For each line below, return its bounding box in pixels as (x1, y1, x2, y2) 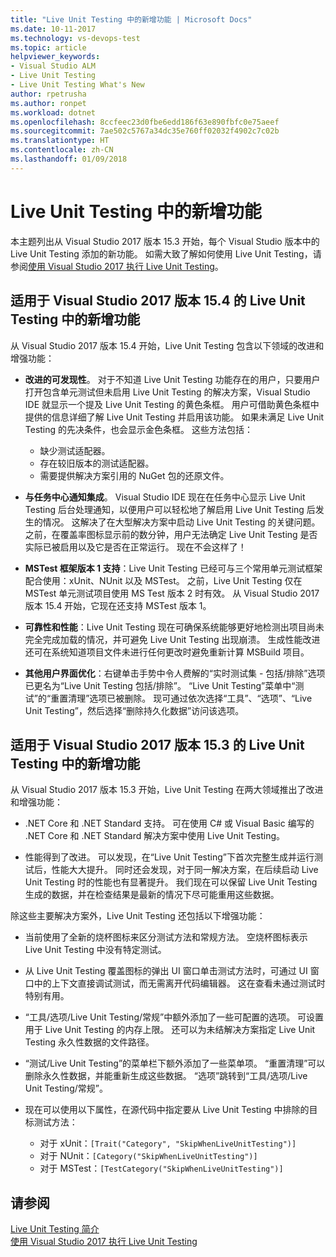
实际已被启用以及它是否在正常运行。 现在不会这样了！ (24, 541, 247, 553)
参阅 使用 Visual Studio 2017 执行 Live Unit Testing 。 (10, 260, 224, 272)
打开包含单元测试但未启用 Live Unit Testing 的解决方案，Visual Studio (24, 386, 311, 398)
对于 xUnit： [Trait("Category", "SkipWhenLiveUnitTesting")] (39, 1137, 297, 1150)
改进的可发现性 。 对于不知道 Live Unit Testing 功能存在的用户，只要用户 (24, 373, 321, 385)
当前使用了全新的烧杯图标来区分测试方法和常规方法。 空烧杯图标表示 (24, 931, 308, 943)
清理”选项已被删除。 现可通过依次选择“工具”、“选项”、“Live (68, 692, 313, 704)
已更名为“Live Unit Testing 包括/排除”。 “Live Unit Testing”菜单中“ (24, 679, 296, 691)
